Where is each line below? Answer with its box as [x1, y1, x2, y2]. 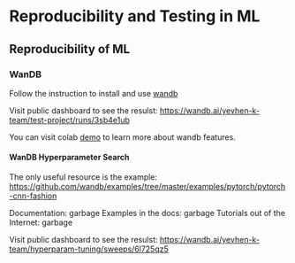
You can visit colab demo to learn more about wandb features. [9, 131, 236, 143]
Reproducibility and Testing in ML [9, 6, 261, 27]
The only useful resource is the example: [9, 172, 157, 182]
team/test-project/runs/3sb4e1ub [9, 114, 130, 125]
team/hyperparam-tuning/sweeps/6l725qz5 [9, 244, 170, 254]
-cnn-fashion [9, 190, 57, 201]
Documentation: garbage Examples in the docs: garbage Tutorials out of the [9, 208, 285, 219]
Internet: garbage [9, 217, 73, 228]
